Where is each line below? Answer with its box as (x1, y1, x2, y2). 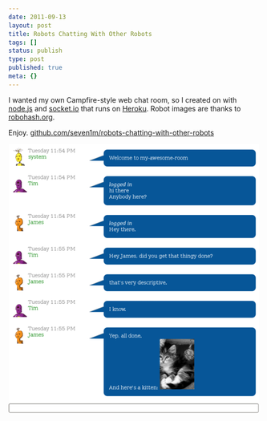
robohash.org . (8, 112, 55, 122)
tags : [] (8, 38, 38, 47)
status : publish (8, 47, 63, 55)
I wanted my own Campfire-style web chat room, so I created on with (8, 95, 237, 104)
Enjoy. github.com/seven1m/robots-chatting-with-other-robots (8, 128, 215, 137)
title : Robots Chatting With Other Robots (8, 30, 152, 38)
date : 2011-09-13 (8, 13, 67, 21)
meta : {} (8, 72, 38, 80)
